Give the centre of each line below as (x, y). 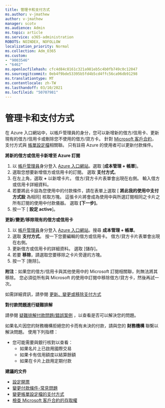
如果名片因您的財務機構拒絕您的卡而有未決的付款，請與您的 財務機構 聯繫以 (82, 326)
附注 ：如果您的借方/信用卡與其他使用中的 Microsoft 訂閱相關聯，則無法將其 (82, 271)
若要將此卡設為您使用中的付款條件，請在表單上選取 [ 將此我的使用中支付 (85, 191)
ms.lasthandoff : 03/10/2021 (34, 88)
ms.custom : (16, 56)
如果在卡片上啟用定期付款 (46, 361)
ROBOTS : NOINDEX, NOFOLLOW (33, 42)
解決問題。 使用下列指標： (32, 332)
